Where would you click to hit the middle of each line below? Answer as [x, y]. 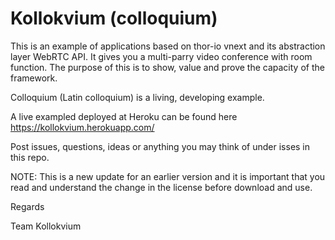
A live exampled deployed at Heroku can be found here [124, 116]
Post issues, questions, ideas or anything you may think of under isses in [160, 146]
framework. [34, 78]
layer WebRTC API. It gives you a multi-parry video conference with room [161, 56]
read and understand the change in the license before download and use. [161, 187]
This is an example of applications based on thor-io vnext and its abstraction [168, 46]
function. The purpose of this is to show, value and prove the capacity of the [167, 67]
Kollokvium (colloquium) [114, 18]
